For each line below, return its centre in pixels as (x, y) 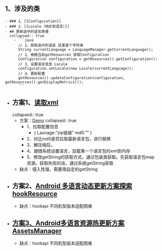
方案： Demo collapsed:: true (48, 120)
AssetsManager (37, 231)
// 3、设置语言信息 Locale (43, 64)
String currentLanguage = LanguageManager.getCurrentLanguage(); (85, 49)
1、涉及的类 (23, 9)
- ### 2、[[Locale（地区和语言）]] (37, 26)
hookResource (35, 194)
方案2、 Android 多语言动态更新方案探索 (72, 186)
